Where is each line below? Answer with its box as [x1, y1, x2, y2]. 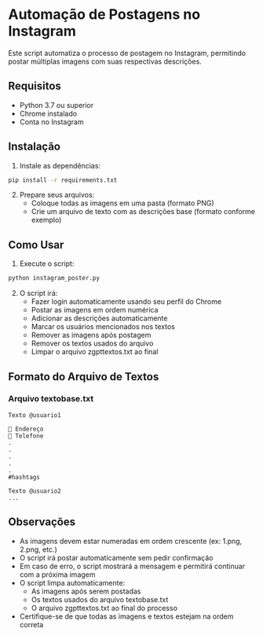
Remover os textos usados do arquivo [31, 338, 154, 348]
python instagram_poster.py [8, 274, 100, 283]
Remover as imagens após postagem [31, 331, 152, 340]
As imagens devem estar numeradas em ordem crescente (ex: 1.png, [19, 536, 243, 545]
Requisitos [8, 79, 61, 93]
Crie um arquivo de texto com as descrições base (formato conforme [31, 207, 255, 216]
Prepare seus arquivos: [19, 190, 95, 200]
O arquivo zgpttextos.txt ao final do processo [31, 603, 178, 612]
